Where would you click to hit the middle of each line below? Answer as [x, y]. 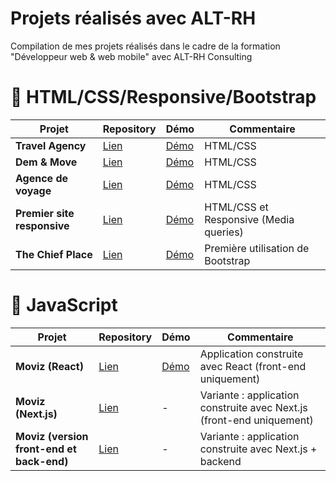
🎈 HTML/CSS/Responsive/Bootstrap [163, 97]
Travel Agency [51, 145]
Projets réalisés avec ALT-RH [133, 18]
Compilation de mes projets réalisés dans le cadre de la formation [145, 46]
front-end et [46, 449]
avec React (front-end [253, 366]
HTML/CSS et [236, 207]
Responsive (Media [249, 219]
